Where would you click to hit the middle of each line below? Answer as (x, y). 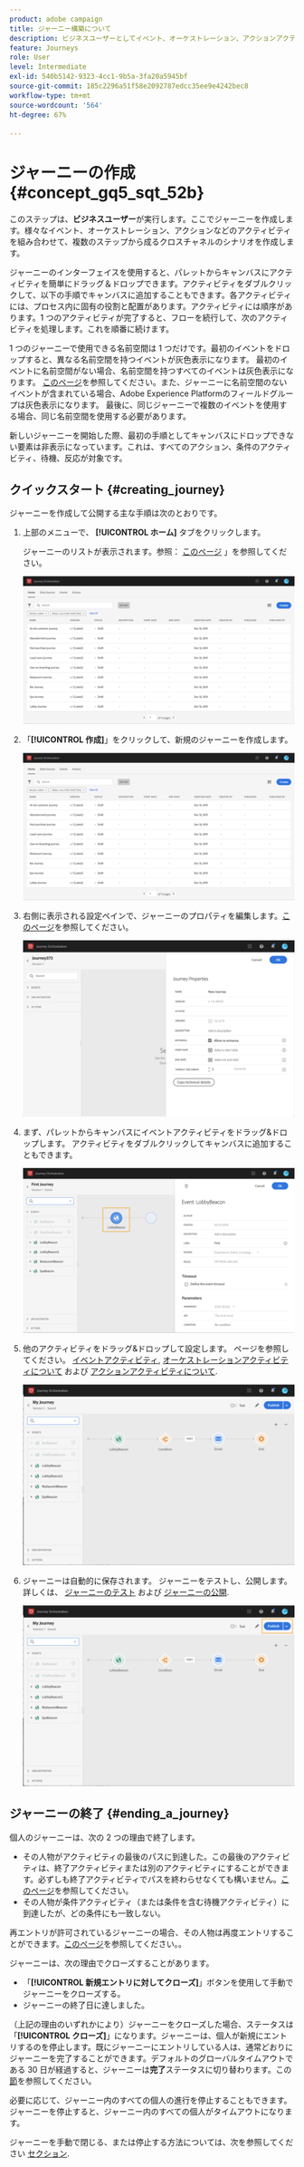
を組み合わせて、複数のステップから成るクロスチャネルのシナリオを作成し (148, 242)
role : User (30, 58)
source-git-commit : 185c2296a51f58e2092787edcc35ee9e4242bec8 (129, 86)
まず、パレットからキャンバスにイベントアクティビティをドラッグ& (147, 1132)
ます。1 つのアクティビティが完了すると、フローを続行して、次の (137, 318)
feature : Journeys (44, 48)
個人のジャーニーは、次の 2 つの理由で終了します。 (105, 1837)
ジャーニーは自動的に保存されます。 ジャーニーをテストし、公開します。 (157, 1581)
